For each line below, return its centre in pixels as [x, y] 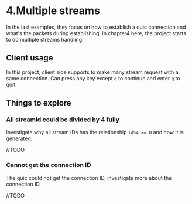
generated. [19, 138]
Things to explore [39, 103]
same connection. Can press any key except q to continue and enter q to [93, 78]
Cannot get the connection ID [49, 165]
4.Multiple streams [53, 11]
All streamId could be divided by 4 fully [63, 120]
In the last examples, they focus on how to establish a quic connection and [96, 27]
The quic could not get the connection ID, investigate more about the [89, 178]
